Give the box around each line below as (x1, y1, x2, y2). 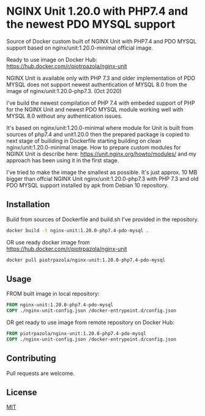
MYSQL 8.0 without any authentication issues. (6, 112, 123, 119)
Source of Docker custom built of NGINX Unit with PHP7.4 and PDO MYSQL (6, 37, 197, 45)
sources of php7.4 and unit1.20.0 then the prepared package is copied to (6, 130, 190, 138)
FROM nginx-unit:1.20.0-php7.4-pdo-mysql (6, 302, 114, 308)
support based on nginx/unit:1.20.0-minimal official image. (6, 44, 154, 51)
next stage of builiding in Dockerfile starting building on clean (6, 137, 162, 145)
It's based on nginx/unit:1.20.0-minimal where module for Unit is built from (6, 124, 194, 131)
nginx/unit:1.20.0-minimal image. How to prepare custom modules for (6, 143, 182, 151)
